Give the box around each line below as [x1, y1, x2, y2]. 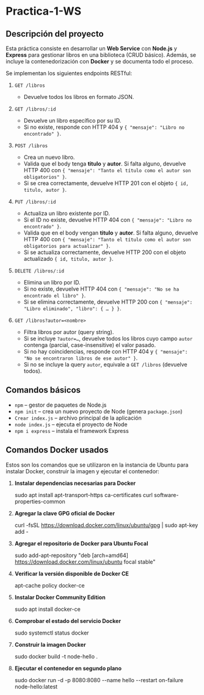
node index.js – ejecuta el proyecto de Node [14, 420, 128, 428]
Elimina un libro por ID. [23, 279, 81, 286]
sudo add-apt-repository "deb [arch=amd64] [14, 551, 129, 559]
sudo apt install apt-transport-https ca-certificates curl [14, 491, 153, 498]
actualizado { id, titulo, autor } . [23, 255, 114, 262]
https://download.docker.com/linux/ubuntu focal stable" [14, 558, 156, 566]
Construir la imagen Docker [14, 641, 86, 648]
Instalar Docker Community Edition [14, 594, 106, 601]
